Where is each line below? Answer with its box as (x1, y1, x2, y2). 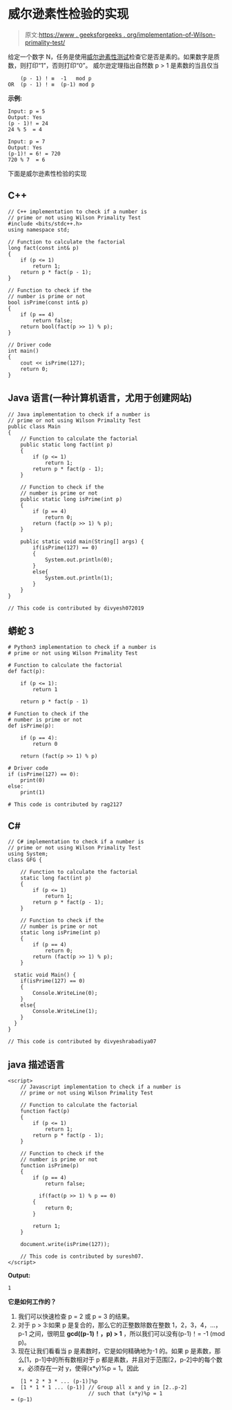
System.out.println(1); (44, 574, 113, 581)
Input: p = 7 (8, 138, 46, 145)
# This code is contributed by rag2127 (8, 801, 123, 808)
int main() (8, 347, 39, 354)
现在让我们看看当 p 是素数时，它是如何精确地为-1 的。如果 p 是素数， (17, 1347, 215, 1355)
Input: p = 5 (8, 108, 46, 115)
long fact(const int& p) (8, 244, 79, 251)
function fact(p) (20, 1108, 70, 1115)
